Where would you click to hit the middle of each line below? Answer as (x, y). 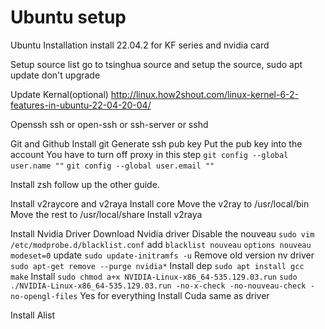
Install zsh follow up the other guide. (85, 184)
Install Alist (33, 315)
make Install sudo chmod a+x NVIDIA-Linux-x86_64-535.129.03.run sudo (154, 276)
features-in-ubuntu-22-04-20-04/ (81, 105)
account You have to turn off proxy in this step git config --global (149, 154)
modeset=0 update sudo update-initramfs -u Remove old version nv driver (162, 255)
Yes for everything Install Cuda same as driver (174, 295)
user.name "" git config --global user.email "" (112, 166)
